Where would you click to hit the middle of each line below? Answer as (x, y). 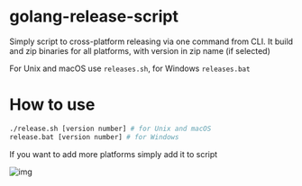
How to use (52, 105)
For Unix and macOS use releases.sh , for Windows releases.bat (130, 68)
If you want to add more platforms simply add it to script (114, 154)
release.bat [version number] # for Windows (94, 137)
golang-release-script (94, 17)
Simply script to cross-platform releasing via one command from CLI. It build (151, 41)
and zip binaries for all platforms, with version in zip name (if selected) (140, 50)
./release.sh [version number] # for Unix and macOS (110, 128)
